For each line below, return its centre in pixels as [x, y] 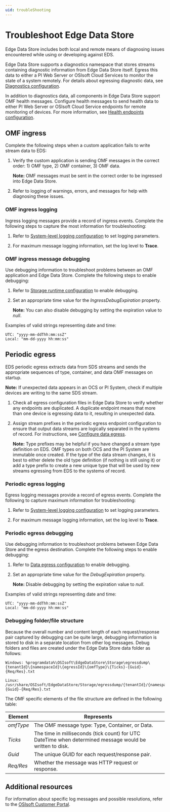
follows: [13, 653]
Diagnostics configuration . [33, 86]
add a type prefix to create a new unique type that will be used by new [86, 465]
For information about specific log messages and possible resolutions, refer [84, 799]
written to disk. [51, 746]
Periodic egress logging [35, 484]
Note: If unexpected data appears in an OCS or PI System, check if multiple [84, 387]
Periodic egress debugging [39, 533]
